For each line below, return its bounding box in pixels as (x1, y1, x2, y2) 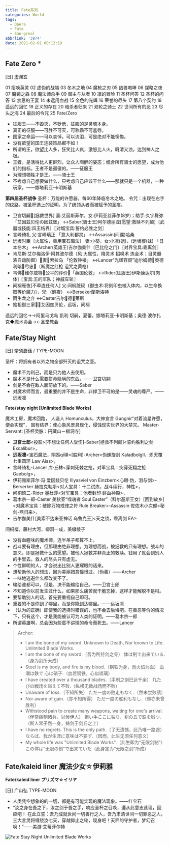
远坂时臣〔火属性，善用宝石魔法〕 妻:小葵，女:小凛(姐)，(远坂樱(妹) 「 (12, 238, 160, 244)
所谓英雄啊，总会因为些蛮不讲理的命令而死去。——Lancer (12, 619, 134, 626)
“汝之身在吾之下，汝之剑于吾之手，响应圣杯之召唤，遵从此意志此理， (12, 805, 157, 811)
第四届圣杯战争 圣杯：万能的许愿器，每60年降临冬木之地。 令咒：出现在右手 (5, 195, 165, 201)
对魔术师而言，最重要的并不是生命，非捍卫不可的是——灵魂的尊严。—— (12, 388, 164, 395)
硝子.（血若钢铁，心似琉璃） (53, 670, 113, 677)
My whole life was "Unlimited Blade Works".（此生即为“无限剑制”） (25, 739, 165, 746)
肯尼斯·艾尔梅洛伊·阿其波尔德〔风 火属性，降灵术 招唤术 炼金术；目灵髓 (12, 250, 161, 257)
